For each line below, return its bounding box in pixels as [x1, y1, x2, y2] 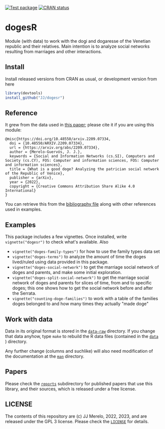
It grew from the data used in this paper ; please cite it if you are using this [5, 122, 154, 128]
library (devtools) [5, 91, 43, 95]
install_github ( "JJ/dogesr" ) [5, 95, 65, 100]
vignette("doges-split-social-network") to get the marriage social [12, 275, 149, 280]
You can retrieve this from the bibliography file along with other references [5, 201, 156, 207]
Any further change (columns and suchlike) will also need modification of [5, 348, 153, 354]
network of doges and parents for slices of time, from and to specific [12, 280, 152, 286]
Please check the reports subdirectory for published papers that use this [5, 380, 153, 386]
